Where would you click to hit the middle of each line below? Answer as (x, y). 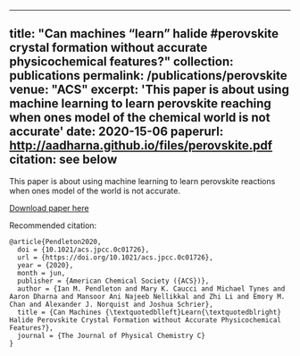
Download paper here (49, 208)
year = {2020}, (46, 265)
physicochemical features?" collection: (121, 62)
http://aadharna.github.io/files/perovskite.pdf (141, 145)
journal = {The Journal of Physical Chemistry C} (111, 335)
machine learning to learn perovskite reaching (140, 104)
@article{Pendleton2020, (55, 242)
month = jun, (42, 273)
